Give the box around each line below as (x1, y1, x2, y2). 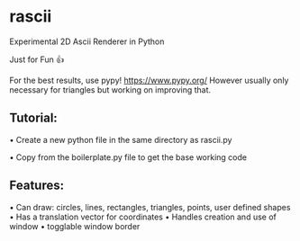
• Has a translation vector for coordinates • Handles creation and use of (9, 211, 277, 222)
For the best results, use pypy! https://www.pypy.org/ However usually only (9, 75, 289, 85)
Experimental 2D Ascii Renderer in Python (9, 36, 165, 47)
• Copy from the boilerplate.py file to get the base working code (9, 151, 248, 163)
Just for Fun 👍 (9, 54, 65, 65)
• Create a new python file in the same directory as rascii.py (9, 134, 232, 145)
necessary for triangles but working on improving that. (9, 84, 212, 95)
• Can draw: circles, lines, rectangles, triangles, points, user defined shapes (9, 201, 291, 212)
